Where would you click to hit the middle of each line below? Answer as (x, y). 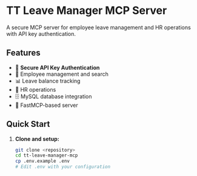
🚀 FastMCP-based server (46, 105)
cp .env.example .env (42, 161)
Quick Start (28, 124)
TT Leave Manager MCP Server (87, 11)
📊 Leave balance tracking (48, 81)
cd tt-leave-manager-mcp (46, 155)
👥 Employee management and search (62, 74)
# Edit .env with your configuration (63, 167)
